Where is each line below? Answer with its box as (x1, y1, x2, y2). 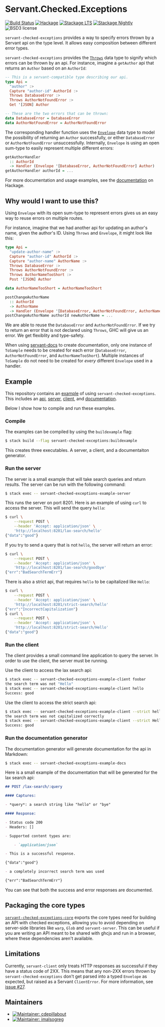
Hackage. (5, 183, 25, 189)
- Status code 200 (5, 820, 43, 825)
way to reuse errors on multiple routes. (5, 215, 83, 221)
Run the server (5, 465, 41, 472)
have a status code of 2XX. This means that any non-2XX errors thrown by (5, 968, 156, 974)
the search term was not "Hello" (5, 681, 74, 687)
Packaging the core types (5, 901, 85, 909)
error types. (5, 45, 29, 51)
